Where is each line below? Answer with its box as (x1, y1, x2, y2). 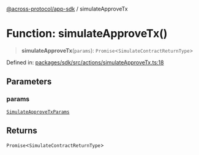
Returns (6, 126, 38, 136)
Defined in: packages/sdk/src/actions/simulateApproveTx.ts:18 (6, 58, 164, 66)
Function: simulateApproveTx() (6, 27, 168, 40)
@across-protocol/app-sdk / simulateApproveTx (6, 6, 128, 12)
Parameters (6, 77, 52, 87)
